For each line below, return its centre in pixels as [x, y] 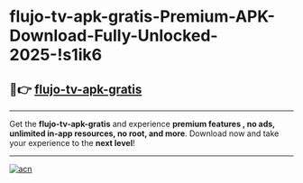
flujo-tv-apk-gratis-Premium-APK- [142, 17]
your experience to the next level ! [72, 143]
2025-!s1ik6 [55, 55]
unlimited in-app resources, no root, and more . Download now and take [144, 133]
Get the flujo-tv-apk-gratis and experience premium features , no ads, [142, 124]
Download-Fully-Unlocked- [114, 36]
